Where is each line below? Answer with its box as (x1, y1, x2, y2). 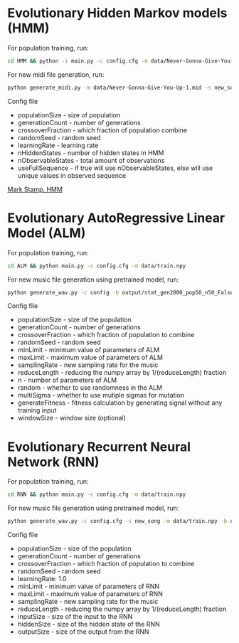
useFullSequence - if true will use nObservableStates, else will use (17, 164, 213, 172)
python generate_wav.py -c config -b (7, 289, 119, 296)
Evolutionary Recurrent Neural (7, 439, 191, 455)
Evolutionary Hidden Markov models (7, 5, 228, 21)
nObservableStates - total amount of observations (17, 156, 165, 164)
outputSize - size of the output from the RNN (17, 627, 149, 636)
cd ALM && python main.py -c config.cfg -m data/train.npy (7, 262, 186, 270)
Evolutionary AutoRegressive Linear (7, 210, 225, 225)
